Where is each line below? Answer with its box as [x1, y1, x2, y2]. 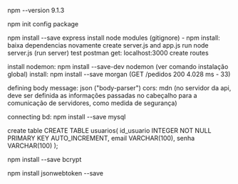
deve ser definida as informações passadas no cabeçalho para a [7, 92, 197, 99]
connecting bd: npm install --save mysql [7, 113, 126, 121]
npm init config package [7, 20, 79, 28]
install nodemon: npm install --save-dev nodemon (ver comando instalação [7, 63, 229, 70]
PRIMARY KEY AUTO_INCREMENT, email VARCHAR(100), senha [7, 134, 195, 142]
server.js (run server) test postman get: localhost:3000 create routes [7, 49, 209, 57]
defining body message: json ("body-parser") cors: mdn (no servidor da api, [7, 84, 232, 92]
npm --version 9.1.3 [7, 6, 65, 14]
